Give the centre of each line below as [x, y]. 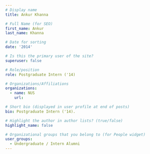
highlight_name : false [29, 125]
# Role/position [22, 70]
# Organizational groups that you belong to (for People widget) [75, 134]
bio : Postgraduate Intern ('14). [40, 112]
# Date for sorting [26, 42]
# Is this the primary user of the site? [49, 56]
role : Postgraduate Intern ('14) [40, 74]
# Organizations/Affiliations [37, 84]
